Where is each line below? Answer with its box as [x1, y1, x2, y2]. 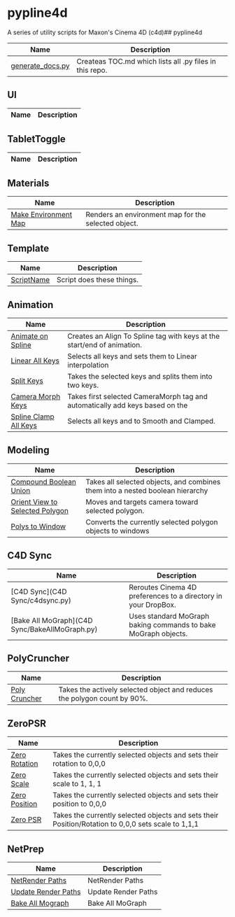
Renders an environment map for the [85, 210, 206, 220]
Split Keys [10, 376, 43, 386]
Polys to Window [10, 521, 66, 531]
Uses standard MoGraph [129, 611, 210, 621]
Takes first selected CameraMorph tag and [67, 392, 208, 401]
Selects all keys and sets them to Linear [67, 351, 197, 361]
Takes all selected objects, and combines [85, 477, 221, 486]
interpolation [67, 360, 109, 370]
